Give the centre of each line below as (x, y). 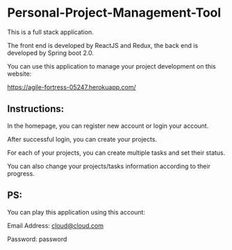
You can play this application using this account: (76, 212)
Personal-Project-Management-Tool (114, 13)
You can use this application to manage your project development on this (112, 66)
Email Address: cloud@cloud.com (56, 225)
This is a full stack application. (50, 32)
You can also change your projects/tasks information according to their (109, 166)
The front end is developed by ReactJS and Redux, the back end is (103, 45)
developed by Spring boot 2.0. (51, 53)
